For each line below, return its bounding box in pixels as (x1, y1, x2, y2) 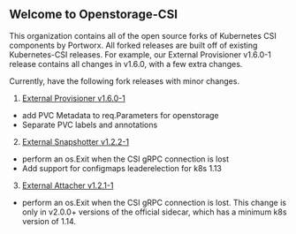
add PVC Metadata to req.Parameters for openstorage (21, 109, 219, 120)
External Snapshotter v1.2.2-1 (21, 136, 130, 147)
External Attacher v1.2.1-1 (21, 180, 114, 191)
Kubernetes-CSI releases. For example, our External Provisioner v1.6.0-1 (9, 49, 271, 60)
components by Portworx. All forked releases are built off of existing (9, 40, 258, 50)
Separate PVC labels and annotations (21, 119, 158, 130)
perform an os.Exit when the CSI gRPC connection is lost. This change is (21, 197, 287, 208)
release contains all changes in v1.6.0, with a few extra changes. (9, 58, 243, 69)
